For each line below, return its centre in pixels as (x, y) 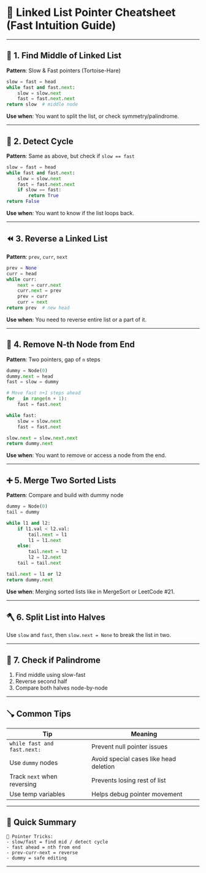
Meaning (144, 734)
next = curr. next (40, 285)
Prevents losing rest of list (129, 780)
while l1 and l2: (29, 523)
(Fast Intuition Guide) (61, 25)
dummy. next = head (30, 376)
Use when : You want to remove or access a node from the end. (86, 456)
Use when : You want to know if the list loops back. (71, 213)
